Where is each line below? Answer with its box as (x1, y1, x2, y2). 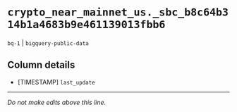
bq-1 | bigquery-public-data (7, 38, 90, 47)
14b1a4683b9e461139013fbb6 (7, 18, 166, 32)
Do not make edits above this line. (7, 98, 107, 106)
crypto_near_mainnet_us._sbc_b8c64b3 (7, 6, 229, 19)
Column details (7, 59, 75, 71)
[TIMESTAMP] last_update (17, 77, 95, 86)
